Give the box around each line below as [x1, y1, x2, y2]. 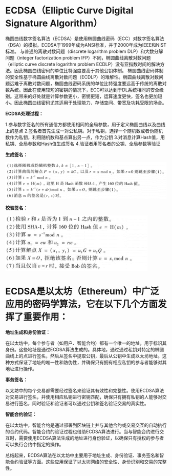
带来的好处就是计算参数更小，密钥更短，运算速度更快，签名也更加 [18, 93, 158, 99]
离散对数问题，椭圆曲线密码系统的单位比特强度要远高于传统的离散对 [23, 80, 167, 86]
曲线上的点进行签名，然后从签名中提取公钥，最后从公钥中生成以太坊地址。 [5, 353, 162, 359]
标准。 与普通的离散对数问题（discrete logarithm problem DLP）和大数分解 [5, 48, 163, 54]
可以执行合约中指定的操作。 [5, 442, 64, 448]
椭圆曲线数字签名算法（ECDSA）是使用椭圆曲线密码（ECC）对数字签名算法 [5, 35, 165, 42]
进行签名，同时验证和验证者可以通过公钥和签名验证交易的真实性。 [9, 401, 149, 407]
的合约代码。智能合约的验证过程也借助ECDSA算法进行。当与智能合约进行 [5, 429, 160, 435]
